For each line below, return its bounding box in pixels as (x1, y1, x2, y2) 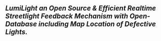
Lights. (5, 28, 28, 36)
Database (5, 20, 37, 28)
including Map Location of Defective (38, 20, 156, 28)
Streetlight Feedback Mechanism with (5, 12, 128, 21)
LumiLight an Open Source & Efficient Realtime (5, 4, 156, 13)
